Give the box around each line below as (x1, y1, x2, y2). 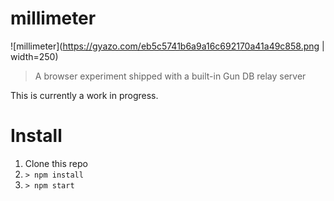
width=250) (10, 50, 59, 62)
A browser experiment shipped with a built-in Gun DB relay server (34, 70, 307, 82)
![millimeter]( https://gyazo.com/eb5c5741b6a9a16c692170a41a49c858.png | (10, 40, 325, 52)
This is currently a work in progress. (10, 89, 159, 101)
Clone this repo (24, 157, 88, 169)
